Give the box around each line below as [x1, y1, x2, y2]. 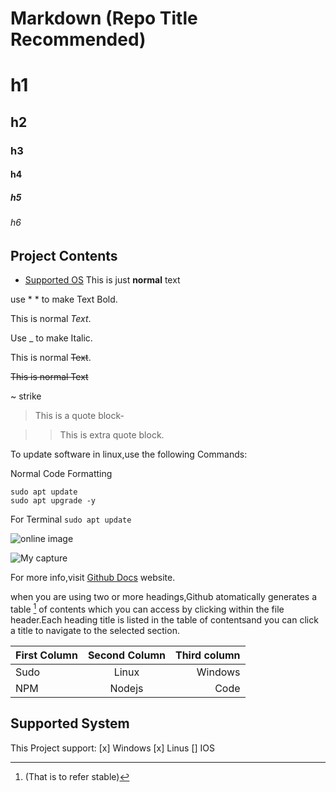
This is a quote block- [34, 410, 125, 422]
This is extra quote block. [59, 429, 165, 441]
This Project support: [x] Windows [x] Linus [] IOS [10, 742, 216, 754]
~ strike [10, 390, 42, 402]
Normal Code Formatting [10, 468, 113, 480]
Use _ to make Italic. [10, 332, 93, 344]
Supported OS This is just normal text [24, 274, 181, 286]
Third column [174, 648, 241, 662]
